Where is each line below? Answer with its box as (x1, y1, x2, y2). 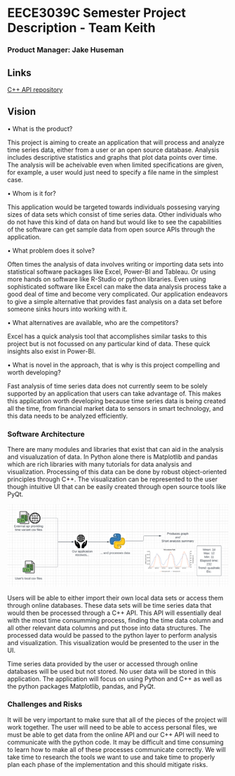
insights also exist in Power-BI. (7, 347, 96, 355)
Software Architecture (7, 429, 86, 439)
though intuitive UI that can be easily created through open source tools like (7, 483, 227, 491)
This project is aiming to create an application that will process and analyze (7, 138, 224, 146)
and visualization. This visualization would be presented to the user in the (7, 638, 220, 647)
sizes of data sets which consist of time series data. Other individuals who (7, 210, 222, 219)
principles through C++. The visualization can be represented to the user (7, 475, 218, 483)
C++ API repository (7, 85, 63, 94)
